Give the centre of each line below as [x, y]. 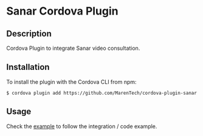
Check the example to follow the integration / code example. [82, 126]
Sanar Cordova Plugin [62, 11]
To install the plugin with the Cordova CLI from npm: [71, 82]
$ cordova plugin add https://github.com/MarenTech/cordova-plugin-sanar [102, 93]
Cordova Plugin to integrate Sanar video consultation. [73, 48]
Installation [28, 67]
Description [29, 34]
